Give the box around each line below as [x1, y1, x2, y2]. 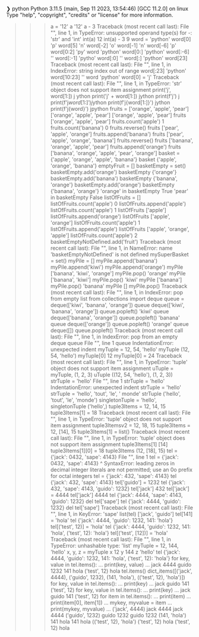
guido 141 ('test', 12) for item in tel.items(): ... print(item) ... [50, 593, 191, 599]
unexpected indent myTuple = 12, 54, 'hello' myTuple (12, [50, 346, 190, 353]
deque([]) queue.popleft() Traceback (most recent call [50, 327, 183, 334]
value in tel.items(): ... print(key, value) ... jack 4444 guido [50, 561, 192, 568]
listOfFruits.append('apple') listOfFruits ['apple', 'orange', [50, 226, 189, 232]
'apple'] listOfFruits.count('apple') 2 [50, 232, 138, 239]
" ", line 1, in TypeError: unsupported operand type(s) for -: [50, 29, 192, 36]
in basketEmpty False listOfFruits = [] [50, 194, 141, 201]
